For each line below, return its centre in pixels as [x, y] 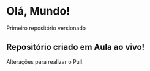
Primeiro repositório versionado [46, 28]
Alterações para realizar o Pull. [45, 61]
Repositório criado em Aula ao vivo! [76, 47]
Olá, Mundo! [38, 11]
